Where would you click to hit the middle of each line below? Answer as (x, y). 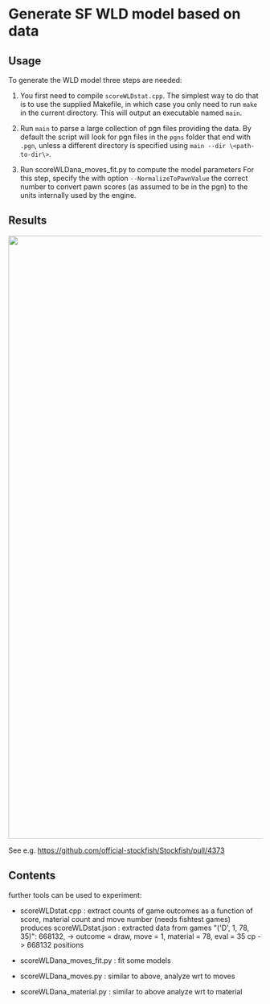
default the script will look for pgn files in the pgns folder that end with (135, 137)
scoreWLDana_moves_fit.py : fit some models (95, 960)
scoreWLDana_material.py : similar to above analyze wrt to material (131, 991)
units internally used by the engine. (78, 195)
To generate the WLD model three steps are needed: (95, 80)
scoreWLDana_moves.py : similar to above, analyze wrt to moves (127, 976)
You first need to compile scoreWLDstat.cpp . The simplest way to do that (139, 96)
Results (28, 221)
